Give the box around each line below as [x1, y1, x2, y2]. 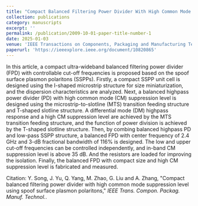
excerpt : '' [6, 25, 35, 31]
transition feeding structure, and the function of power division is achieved [6, 119, 187, 127]
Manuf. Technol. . [6, 193, 47, 200]
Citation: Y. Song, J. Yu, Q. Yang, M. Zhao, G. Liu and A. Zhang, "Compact [6, 174, 185, 181]
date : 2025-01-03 [6, 36, 49, 42]
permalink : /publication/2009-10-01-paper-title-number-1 [6, 31, 151, 36]
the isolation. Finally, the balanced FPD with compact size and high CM [6, 157, 179, 164]
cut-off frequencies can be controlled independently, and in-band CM [6, 144, 176, 151]
